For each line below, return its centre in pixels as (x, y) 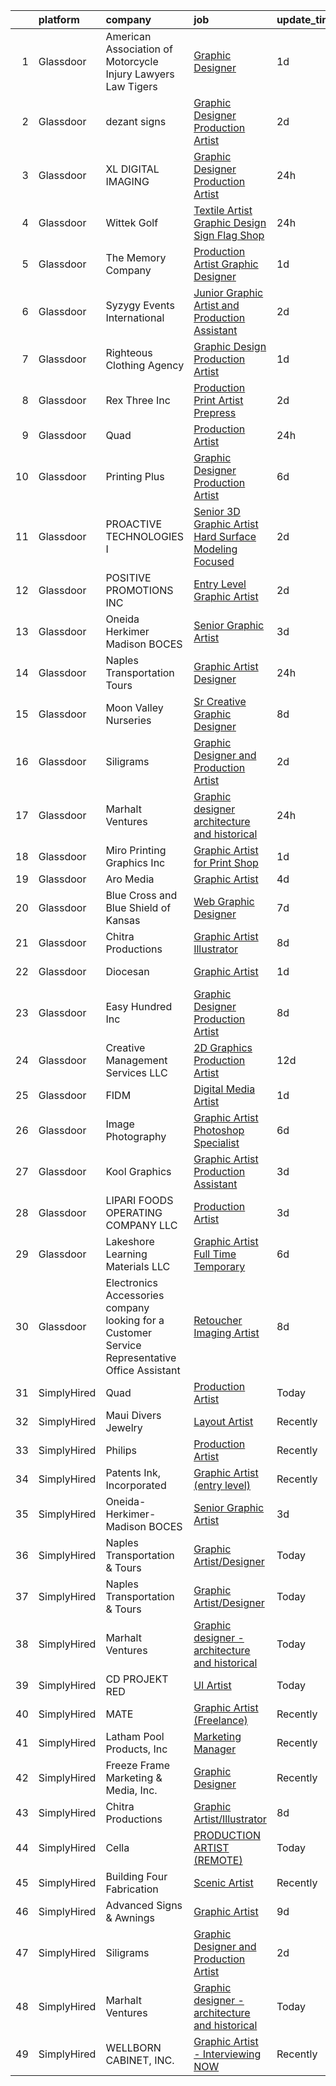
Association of (139, 49)
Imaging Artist (226, 1332)
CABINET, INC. (140, 2060)
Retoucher (218, 1320)
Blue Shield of (138, 907)
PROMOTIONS (139, 590)
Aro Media (130, 879)
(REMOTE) (218, 1860)
